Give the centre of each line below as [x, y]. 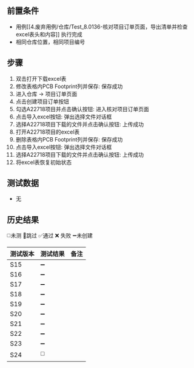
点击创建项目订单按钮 [42, 101]
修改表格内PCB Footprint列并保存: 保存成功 [69, 86]
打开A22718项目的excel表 [48, 132]
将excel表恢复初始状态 [44, 162]
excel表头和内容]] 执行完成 [49, 34]
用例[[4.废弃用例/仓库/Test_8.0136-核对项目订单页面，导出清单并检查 [102, 27]
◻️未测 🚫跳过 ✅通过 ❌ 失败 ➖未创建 [50, 236]
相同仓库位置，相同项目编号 [50, 42]
